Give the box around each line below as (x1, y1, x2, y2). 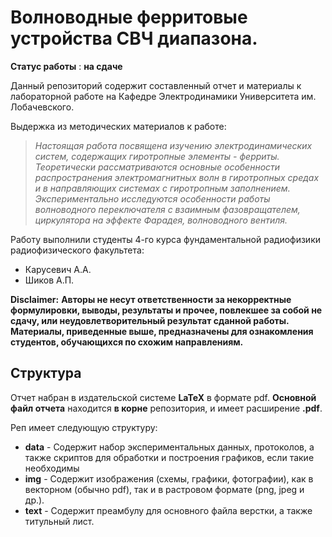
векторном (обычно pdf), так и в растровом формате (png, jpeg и (24, 483, 305, 495)
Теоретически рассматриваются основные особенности (34, 161, 281, 173)
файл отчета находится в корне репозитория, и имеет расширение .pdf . (10, 402, 323, 414)
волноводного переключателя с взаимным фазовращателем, (34, 203, 301, 215)
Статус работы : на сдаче (10, 60, 123, 72)
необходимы (24, 462, 80, 474)
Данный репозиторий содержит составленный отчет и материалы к (10, 79, 302, 91)
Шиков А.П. (24, 274, 75, 286)
